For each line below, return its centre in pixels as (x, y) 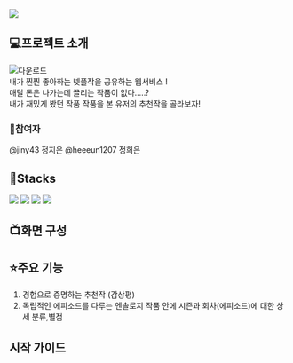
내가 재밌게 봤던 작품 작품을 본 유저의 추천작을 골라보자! (105, 103)
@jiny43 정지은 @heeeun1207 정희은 (75, 150)
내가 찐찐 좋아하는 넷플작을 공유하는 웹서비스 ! (89, 81)
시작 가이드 (38, 347)
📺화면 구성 (38, 231)
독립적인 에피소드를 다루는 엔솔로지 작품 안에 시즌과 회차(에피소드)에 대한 (148, 306)
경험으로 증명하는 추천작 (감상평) (79, 295)
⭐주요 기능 (36, 268)
